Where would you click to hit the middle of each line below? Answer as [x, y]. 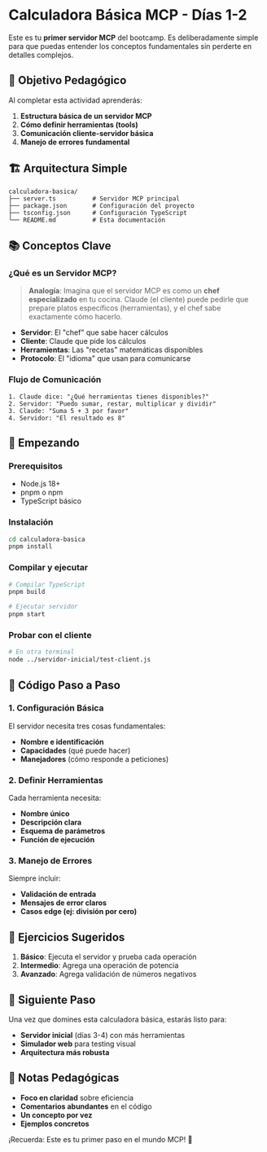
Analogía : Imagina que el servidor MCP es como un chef [124, 291]
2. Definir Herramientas [56, 780]
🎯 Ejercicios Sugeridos [67, 937]
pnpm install [31, 547]
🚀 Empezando [44, 443]
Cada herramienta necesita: [55, 798]
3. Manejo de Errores [50, 861]
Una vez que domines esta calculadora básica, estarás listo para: [118, 1019]
